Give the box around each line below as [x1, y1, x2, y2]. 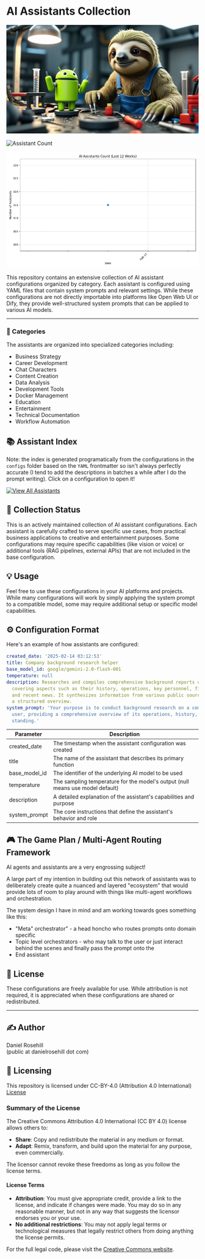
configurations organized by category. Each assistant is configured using [6, 280, 190, 287]
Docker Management [15, 392, 68, 399]
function [52, 761, 74, 768]
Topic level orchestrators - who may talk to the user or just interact [15, 938, 183, 945]
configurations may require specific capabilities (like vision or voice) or [6, 540, 184, 548]
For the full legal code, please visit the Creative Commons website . [6, 1246, 174, 1253]
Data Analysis [15, 379, 50, 386]
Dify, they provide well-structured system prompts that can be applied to [6, 300, 189, 307]
